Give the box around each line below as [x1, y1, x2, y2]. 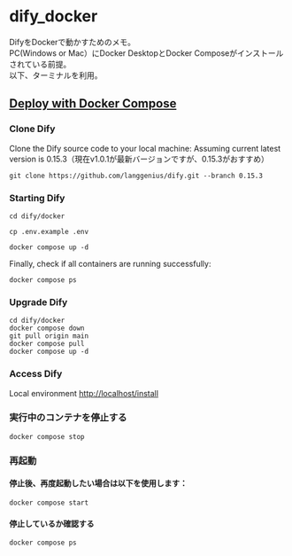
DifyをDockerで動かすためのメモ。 [9, 36, 135, 47]
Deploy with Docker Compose [9, 96, 177, 112]
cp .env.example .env [9, 227, 89, 236]
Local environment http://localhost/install [9, 388, 159, 398]
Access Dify [9, 368, 63, 380]
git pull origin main [9, 332, 89, 341]
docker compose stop [9, 432, 86, 441]
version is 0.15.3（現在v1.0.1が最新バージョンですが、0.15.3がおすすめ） [9, 153, 270, 164]
